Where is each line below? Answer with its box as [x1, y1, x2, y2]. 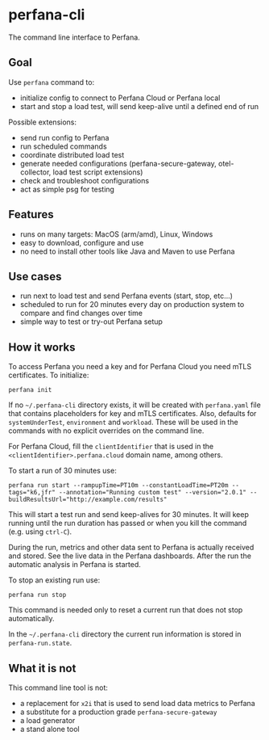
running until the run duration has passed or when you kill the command [8, 519, 247, 528]
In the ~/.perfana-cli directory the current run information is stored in [8, 629, 242, 639]
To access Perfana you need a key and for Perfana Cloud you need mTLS [8, 362, 252, 372]
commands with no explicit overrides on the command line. [8, 426, 205, 435]
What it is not [8, 661, 77, 675]
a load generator [19, 716, 76, 725]
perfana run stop [8, 591, 67, 599]
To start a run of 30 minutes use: [8, 466, 117, 476]
